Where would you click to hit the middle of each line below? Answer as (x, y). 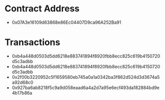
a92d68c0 (22, 82)
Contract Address (42, 9)
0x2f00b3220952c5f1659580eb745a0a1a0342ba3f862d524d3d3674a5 (86, 77)
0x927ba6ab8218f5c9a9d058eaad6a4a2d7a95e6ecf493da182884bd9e (85, 88)
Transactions (33, 42)
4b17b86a (22, 93)
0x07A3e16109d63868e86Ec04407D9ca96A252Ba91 (66, 22)
